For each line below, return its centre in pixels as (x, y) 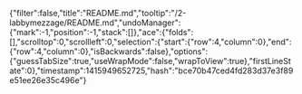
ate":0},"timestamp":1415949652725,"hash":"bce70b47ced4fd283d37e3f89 (151, 70)
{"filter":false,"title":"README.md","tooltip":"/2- (98, 13)
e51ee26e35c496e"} (48, 80)
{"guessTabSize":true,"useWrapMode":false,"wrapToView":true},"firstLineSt (151, 61)
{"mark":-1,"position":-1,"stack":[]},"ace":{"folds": (102, 32)
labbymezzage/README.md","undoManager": (95, 23)
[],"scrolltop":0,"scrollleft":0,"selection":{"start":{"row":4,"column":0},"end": (151, 42)
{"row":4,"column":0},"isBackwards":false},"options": (109, 52)
